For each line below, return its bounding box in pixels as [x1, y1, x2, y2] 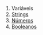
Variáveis [11, 5, 33, 11]
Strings [11, 11, 29, 18]
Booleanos [11, 23, 37, 30]
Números [11, 17, 33, 24]
